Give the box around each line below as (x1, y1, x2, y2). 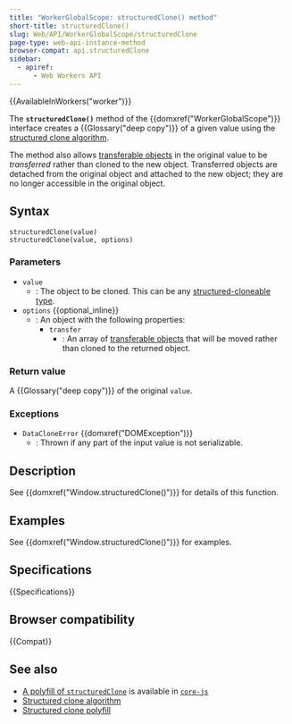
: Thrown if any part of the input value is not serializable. (35, 437, 244, 448)
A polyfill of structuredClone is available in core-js (21, 686, 209, 696)
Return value (9, 365, 66, 377)
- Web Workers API (32, 72, 102, 80)
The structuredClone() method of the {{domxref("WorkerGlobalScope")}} (9, 113, 281, 123)
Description (9, 463, 76, 478)
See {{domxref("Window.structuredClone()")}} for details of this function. (9, 487, 279, 498)
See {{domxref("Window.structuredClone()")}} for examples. (9, 537, 232, 548)
